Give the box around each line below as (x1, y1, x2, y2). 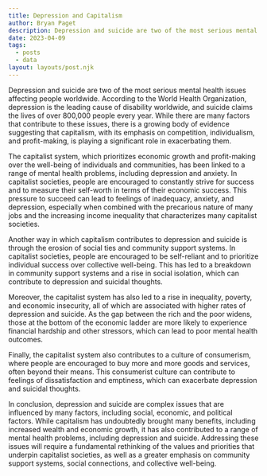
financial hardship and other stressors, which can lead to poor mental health (8, 326, 258, 335)
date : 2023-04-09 (8, 33, 66, 42)
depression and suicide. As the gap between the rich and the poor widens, (8, 309, 253, 318)
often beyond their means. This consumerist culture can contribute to (8, 367, 236, 377)
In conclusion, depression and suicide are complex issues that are (8, 399, 225, 408)
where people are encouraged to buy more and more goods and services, (8, 358, 250, 368)
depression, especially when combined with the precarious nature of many (8, 202, 253, 212)
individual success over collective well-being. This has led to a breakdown (8, 259, 252, 269)
